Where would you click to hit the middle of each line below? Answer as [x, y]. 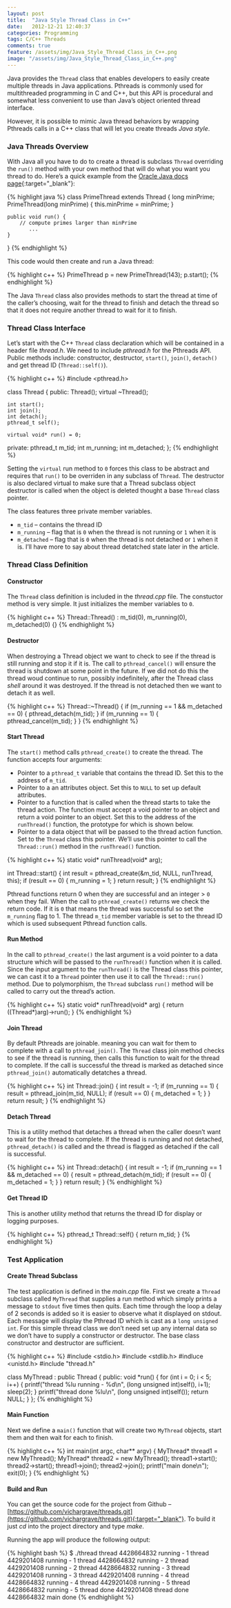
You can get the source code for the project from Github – [89, 1504]
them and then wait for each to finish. [60, 1438]
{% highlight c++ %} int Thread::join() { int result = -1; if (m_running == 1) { [113, 1086]
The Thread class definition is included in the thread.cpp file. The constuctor [115, 596]
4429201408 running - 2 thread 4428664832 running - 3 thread [99, 1568]
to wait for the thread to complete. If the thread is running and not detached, [115, 1140]
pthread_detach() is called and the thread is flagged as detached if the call [113, 1146]
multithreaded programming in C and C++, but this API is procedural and [110, 93]
